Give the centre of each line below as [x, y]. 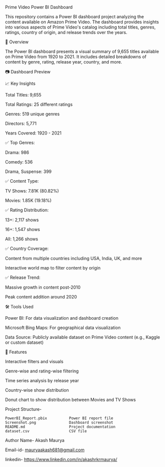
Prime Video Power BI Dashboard [39, 7]
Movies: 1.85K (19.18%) [28, 200]
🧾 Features [16, 352]
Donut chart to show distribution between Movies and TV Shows [71, 400]
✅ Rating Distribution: [27, 210]
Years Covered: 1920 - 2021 [33, 133]
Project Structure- [23, 409]
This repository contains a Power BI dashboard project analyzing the [75, 17]
